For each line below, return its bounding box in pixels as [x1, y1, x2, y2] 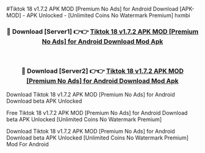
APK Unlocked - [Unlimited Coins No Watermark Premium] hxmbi [26, 12, 190, 19]
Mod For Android [6, 140, 49, 147]
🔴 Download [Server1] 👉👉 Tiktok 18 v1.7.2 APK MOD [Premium [6, 27, 199, 35]
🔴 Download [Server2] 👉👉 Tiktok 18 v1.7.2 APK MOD [21, 67, 184, 75]
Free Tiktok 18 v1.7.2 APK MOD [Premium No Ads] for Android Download [6, 109, 188, 116]
